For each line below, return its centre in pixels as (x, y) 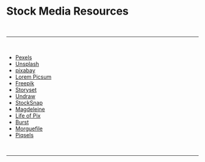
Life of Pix (28, 115)
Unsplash (27, 64)
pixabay (25, 70)
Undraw (25, 96)
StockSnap (29, 102)
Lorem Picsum (33, 77)
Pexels (23, 57)
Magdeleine (30, 109)
